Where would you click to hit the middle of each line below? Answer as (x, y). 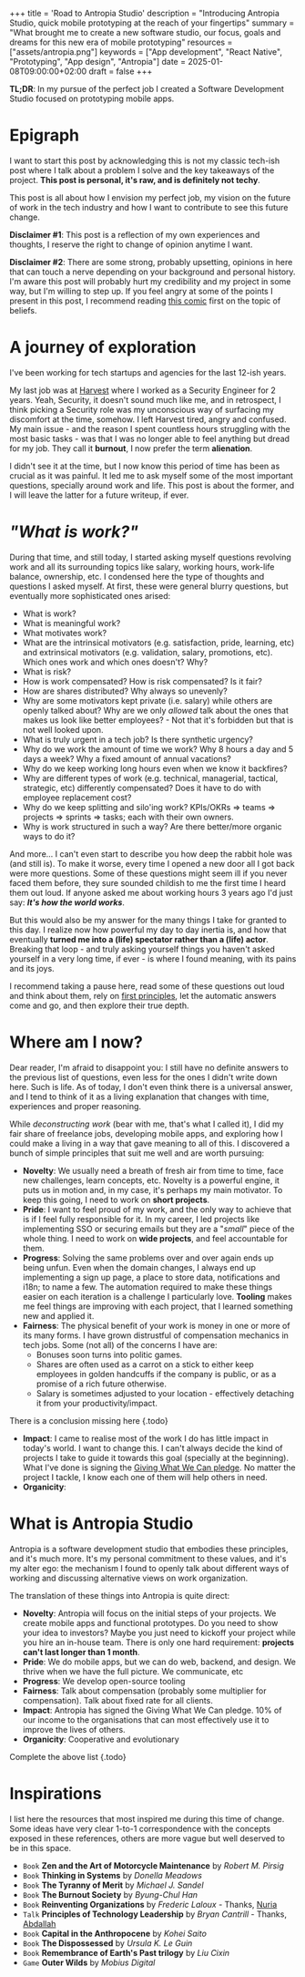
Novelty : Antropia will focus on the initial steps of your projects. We (149, 1613)
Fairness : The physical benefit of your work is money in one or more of (156, 1325)
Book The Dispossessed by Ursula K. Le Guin (107, 1943)
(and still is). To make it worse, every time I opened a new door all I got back (152, 863)
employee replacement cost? (77, 798)
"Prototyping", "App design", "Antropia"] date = (98, 62)
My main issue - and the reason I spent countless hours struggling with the (150, 428)
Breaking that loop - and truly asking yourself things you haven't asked (142, 949)
